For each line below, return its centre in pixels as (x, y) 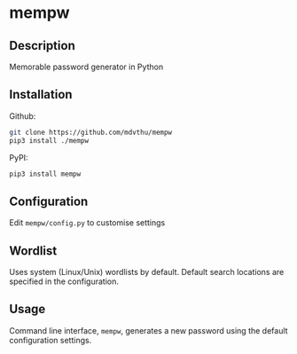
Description (42, 46)
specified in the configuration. (64, 281)
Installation (41, 94)
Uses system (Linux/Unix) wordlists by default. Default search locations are (147, 272)
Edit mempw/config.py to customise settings (87, 223)
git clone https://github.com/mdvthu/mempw (91, 132)
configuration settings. (51, 340)
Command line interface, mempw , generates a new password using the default (148, 330)
